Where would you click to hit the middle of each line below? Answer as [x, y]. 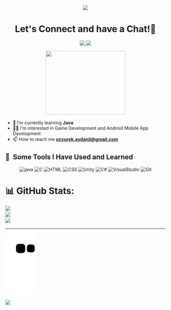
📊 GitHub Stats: [40, 191]
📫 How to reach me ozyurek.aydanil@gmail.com [65, 139]
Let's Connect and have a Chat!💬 [85, 29]
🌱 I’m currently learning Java [43, 123]
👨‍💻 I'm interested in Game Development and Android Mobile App [80, 128]
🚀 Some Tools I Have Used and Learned [69, 157]
